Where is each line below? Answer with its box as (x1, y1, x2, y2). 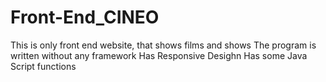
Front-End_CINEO (10, 6, 160, 29)
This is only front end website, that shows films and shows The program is (10, 39, 317, 51)
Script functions (10, 60, 77, 72)
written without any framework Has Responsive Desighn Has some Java (10, 49, 308, 61)
